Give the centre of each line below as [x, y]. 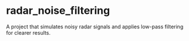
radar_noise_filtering [58, 11]
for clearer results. [28, 32]
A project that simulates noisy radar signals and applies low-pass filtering [95, 27]
